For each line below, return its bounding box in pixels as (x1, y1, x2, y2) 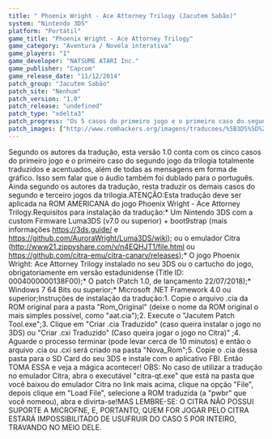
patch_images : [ (8, 125, 63, 133)
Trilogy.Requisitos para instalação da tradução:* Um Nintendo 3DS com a (8, 207, 253, 217)
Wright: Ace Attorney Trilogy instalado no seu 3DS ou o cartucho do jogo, (8, 258, 254, 268)
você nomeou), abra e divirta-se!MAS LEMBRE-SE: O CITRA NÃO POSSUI (8, 396, 254, 406)
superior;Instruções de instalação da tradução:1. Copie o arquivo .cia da (8, 293, 249, 303)
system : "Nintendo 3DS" (8, 19, 89, 28)
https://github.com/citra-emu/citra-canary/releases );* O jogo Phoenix (8, 250, 240, 260)
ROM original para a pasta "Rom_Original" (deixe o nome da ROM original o (8, 301, 259, 312)
